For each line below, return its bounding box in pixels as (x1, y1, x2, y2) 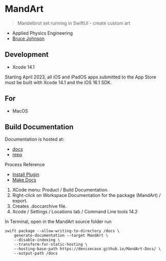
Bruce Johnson (12, 35, 45, 42)
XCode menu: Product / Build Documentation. (12, 187, 109, 193)
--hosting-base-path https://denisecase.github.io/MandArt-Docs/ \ (14, 247, 161, 252)
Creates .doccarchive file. (12, 203, 67, 209)
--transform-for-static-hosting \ (14, 242, 88, 247)
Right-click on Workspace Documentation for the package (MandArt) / (12, 192, 161, 198)
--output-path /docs (14, 251, 58, 256)
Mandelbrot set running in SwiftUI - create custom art (17, 20, 131, 26)
